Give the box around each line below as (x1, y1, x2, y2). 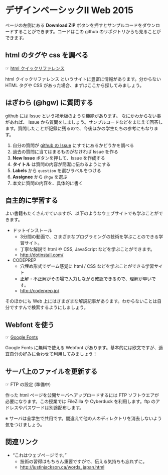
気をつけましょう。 (5, 422, 45, 428)
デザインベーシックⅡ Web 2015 (5, 5, 134, 16)
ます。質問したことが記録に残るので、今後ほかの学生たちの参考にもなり (5, 125, 154, 131)
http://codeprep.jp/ (20, 288, 60, 294)
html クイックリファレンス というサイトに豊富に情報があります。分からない (5, 76, 161, 82)
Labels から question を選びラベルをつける (12, 167, 101, 174)
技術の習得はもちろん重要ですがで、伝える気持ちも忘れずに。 (20, 458, 147, 464)
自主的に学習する (5, 196, 58, 204)
